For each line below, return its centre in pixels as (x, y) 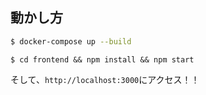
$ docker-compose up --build (71, 41)
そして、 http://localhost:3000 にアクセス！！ (105, 79)
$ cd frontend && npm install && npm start (102, 59)
